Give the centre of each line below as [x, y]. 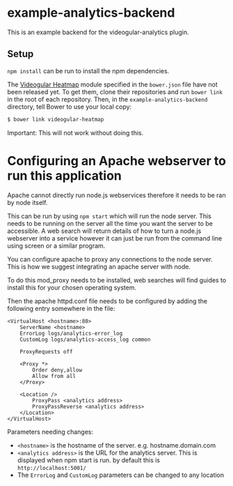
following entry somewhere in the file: [61, 308]
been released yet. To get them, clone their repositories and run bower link [115, 91]
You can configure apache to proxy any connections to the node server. [110, 259]
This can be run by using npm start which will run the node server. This [110, 216]
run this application [64, 175]
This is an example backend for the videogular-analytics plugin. [98, 32]
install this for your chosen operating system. [72, 287]
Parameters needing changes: [50, 432]
